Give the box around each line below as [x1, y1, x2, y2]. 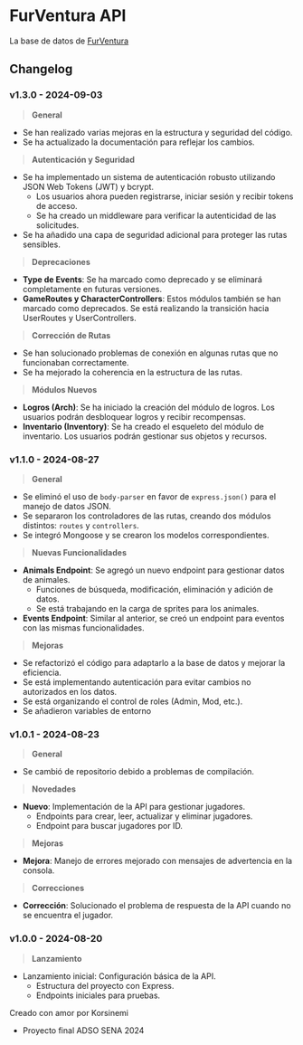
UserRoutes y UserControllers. [22, 312, 137, 323]
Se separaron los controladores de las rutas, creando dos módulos [22, 510, 271, 521]
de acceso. [35, 200, 79, 211]
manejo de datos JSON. [22, 500, 111, 511]
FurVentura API [9, 5, 127, 26]
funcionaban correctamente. [22, 356, 129, 367]
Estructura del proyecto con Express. [35, 980, 175, 991]
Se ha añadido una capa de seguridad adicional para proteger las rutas [22, 229, 288, 240]
